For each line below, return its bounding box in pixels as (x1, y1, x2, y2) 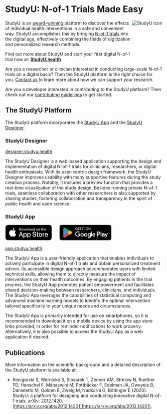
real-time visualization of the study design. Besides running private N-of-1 (5, 185, 157, 191)
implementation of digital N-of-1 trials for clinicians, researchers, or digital (5, 163, 157, 169)
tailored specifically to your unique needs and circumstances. (5, 303, 132, 309)
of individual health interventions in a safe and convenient (5, 25, 124, 31)
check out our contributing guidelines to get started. (5, 91, 112, 97)
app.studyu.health (5, 245, 42, 251)
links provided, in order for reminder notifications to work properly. (5, 323, 142, 329)
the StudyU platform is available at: (5, 367, 77, 373)
